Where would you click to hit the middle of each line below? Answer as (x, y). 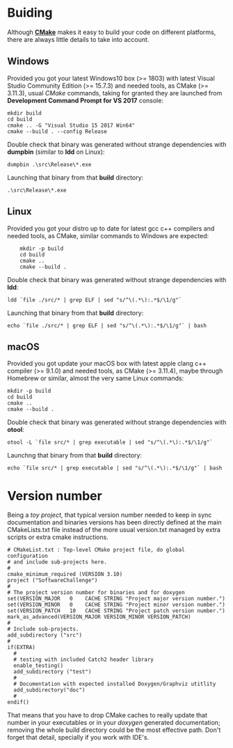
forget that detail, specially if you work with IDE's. (78, 738)
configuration (28, 556)
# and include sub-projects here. (57, 562)
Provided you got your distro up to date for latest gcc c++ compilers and (111, 228)
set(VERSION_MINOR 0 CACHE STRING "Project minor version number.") (116, 605)
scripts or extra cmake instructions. (58, 537)
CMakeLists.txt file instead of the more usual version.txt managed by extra (114, 530)
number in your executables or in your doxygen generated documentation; (114, 723)
